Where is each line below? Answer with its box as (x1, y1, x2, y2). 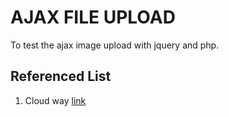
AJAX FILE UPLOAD (10, 6, 176, 29)
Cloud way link (24, 94, 87, 106)
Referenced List (10, 68, 112, 85)
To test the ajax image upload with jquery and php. (10, 39, 220, 51)
